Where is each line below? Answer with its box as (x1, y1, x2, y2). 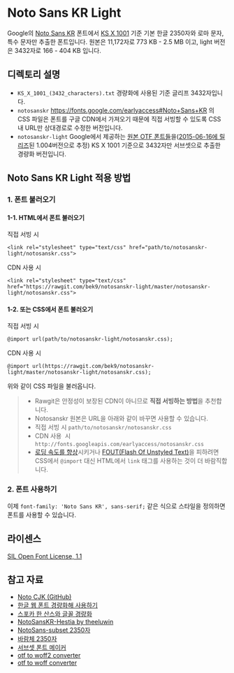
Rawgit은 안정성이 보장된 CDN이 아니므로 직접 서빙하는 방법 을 (34, 397, 204, 406)
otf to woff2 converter (17, 651, 81, 660)
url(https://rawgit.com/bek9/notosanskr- (32, 363, 155, 370)
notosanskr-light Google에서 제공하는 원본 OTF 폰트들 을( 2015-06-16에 (17, 132, 218, 140)
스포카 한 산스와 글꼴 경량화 (17, 609, 93, 619)
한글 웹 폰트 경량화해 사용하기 (17, 601, 98, 609)
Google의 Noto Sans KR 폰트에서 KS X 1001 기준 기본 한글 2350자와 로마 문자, (7, 29, 224, 37)
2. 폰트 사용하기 (7, 485, 57, 494)
